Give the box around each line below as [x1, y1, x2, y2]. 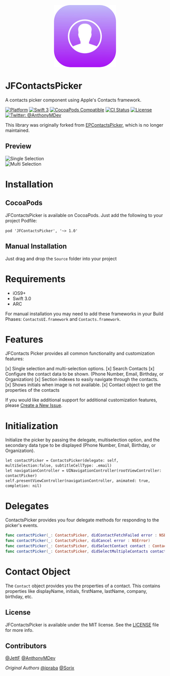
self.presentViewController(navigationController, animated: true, [5, 478, 151, 483]
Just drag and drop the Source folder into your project [5, 255, 117, 261]
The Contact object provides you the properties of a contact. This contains [5, 583, 160, 589]
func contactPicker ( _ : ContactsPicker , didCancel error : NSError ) [5, 538, 151, 543]
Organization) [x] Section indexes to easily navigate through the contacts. [5, 377, 159, 383]
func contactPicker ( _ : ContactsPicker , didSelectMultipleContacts [5, 549, 148, 554]
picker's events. [5, 522, 39, 529]
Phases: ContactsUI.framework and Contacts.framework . [5, 316, 121, 322]
